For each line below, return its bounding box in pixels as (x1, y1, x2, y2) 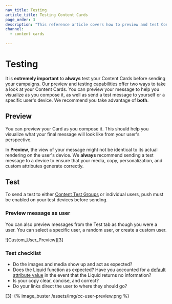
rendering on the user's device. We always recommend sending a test (5, 152, 154, 158)
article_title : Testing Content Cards (5, 12, 88, 17)
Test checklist (5, 250, 41, 257)
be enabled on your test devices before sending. (5, 197, 108, 203)
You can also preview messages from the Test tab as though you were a (5, 221, 158, 227)
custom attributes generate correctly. (5, 163, 84, 169)
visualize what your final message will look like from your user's (5, 131, 140, 137)
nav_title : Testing (5, 7, 47, 13)
